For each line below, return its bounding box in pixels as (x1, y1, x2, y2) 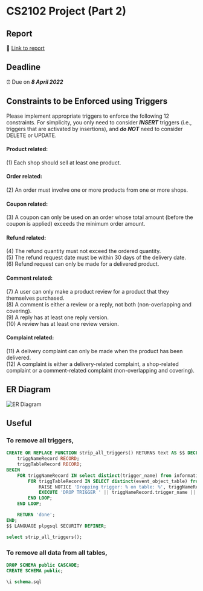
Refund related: (6, 234, 47, 241)
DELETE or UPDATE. (6, 132, 57, 139)
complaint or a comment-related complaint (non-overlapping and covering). (6, 366, 195, 374)
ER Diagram (6, 384, 51, 395)
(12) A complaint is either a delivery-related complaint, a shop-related (6, 360, 179, 368)
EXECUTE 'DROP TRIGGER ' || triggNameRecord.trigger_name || (38, 490, 196, 496)
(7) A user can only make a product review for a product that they (6, 288, 169, 295)
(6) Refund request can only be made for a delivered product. (6, 260, 159, 268)
